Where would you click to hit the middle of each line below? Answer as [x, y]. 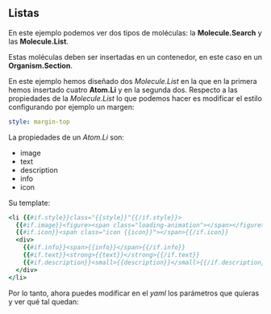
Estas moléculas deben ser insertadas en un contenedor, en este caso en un [135, 57]
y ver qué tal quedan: [44, 301]
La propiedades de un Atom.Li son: [67, 137]
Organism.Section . [40, 65]
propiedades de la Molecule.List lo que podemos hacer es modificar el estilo [135, 98]
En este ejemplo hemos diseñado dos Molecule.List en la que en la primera [133, 81]
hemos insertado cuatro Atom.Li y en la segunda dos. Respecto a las [123, 90]
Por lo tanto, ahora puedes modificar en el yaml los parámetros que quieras [134, 293]
